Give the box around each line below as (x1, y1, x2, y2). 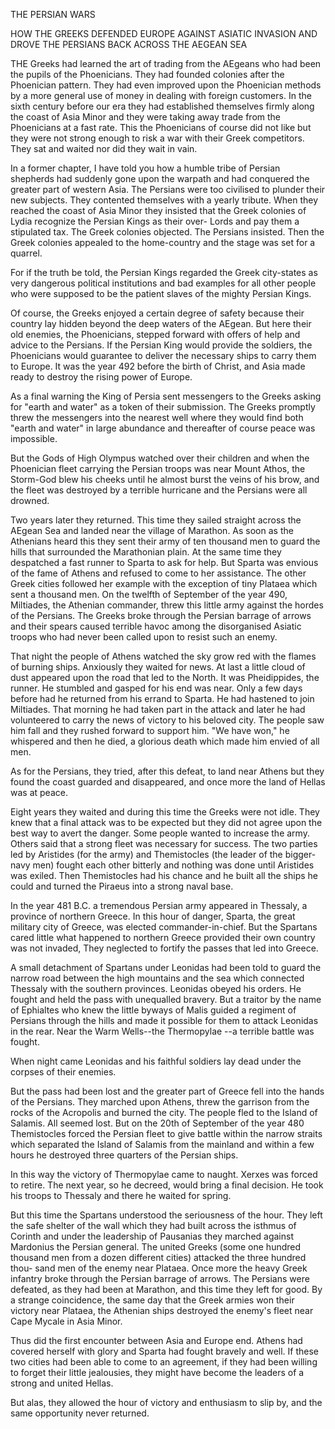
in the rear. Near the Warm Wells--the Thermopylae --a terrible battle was (10, 1025, 315, 1037)
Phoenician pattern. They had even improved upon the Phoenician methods (10, 79, 322, 91)
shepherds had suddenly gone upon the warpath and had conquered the (10, 173, 310, 184)
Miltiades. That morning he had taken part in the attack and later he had (10, 704, 306, 715)
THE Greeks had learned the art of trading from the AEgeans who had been (10, 58, 322, 69)
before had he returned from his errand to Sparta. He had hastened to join (10, 693, 315, 704)
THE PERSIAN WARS (10, 9, 96, 20)
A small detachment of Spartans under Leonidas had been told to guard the (10, 962, 322, 973)
